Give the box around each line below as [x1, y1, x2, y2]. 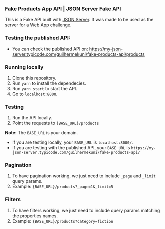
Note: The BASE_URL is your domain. [5, 130, 78, 136]
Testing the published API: [5, 34, 71, 41]
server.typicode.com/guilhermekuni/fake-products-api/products [12, 51, 145, 57]
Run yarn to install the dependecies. [12, 80, 86, 86]
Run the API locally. [12, 115, 52, 121]
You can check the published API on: [12, 46, 88, 52]
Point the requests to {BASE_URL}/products [12, 120, 99, 126]
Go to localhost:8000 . [12, 91, 58, 97]
